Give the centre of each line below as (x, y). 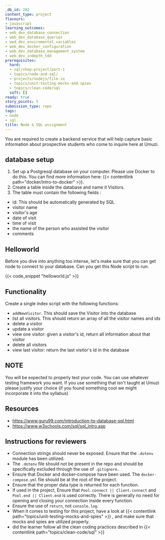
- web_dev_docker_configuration (38, 47)
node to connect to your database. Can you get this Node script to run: (77, 267)
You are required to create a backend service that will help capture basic (79, 139)
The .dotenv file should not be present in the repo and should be (78, 464)
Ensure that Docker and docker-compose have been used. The (76, 474)
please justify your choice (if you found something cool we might (71, 388)
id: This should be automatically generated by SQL (63, 202)
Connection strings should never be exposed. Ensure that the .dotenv (83, 453)
